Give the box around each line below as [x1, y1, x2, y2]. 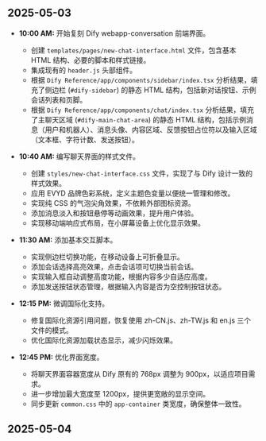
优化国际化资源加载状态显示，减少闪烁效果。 [30, 335, 178, 345]
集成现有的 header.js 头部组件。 [30, 65, 137, 75]
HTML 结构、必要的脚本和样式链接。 [30, 55, 151, 64]
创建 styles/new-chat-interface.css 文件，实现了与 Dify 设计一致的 [30, 168, 253, 178]
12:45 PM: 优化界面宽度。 [18, 352, 104, 362]
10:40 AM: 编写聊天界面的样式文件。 [18, 151, 141, 161]
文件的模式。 [30, 325, 73, 335]
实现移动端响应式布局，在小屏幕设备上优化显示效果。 [30, 218, 206, 227]
